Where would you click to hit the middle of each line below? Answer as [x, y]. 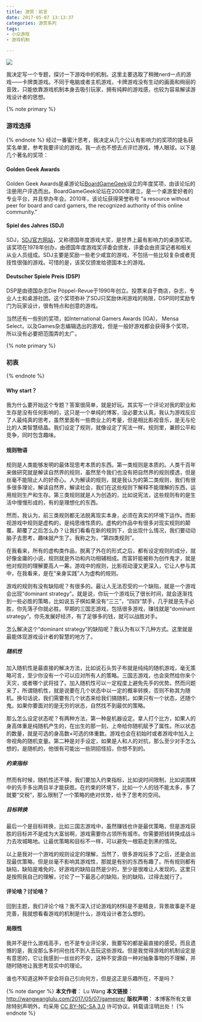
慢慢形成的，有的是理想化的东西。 [59, 502]
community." [22, 212]
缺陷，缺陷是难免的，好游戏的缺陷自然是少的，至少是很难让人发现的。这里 [98, 869]
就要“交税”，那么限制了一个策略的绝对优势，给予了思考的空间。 [85, 795]
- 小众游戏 [18, 34]
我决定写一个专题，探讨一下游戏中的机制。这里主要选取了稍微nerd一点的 [96, 74]
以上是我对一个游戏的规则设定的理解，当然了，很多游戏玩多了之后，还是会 [98, 854]
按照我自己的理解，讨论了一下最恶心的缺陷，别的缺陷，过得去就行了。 [98, 876]
